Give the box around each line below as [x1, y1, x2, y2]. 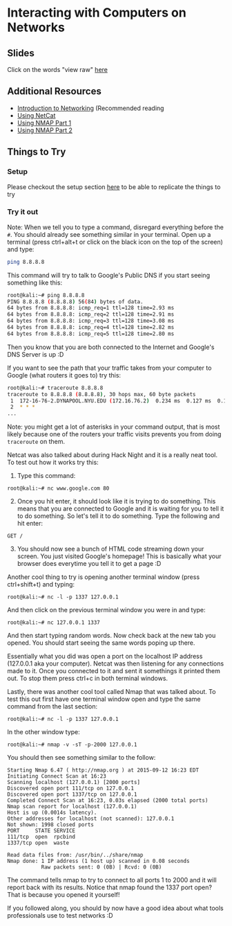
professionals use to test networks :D [7, 911, 113, 920]
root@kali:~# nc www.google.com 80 [7, 485, 110, 492]
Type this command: [17, 472, 76, 480]
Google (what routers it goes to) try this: [7, 371, 122, 379]
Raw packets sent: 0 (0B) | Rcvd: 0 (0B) [41, 864, 162, 871]
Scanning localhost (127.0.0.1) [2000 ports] [7, 779, 140, 786]
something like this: [7, 278, 63, 287]
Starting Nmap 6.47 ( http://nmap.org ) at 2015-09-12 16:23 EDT [7, 767, 199, 774]
